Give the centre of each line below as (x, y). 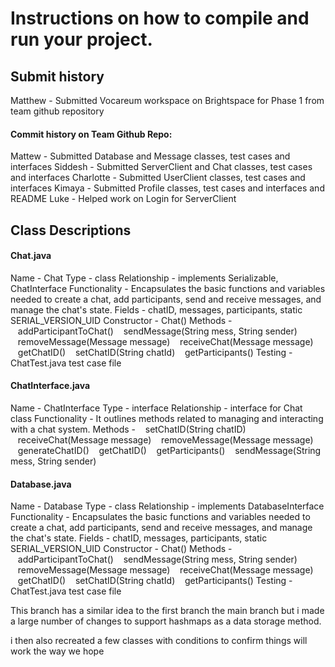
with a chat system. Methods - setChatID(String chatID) (128, 429)
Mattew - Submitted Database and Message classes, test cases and (150, 156)
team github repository (57, 111)
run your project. (81, 39)
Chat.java (31, 256)
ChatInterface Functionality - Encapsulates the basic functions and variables (168, 288)
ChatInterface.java (50, 386)
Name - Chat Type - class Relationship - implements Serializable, (144, 278)
